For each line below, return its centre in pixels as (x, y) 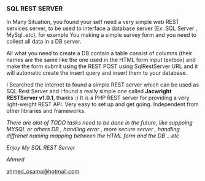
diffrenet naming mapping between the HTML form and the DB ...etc (93, 136)
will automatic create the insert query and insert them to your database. (97, 73)
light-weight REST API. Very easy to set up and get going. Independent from (102, 104)
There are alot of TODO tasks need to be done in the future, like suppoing (100, 123)
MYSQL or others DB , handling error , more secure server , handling (93, 129)
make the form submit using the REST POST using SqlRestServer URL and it (102, 66)
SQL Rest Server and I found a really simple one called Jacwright (89, 91)
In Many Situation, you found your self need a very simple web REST (93, 22)
